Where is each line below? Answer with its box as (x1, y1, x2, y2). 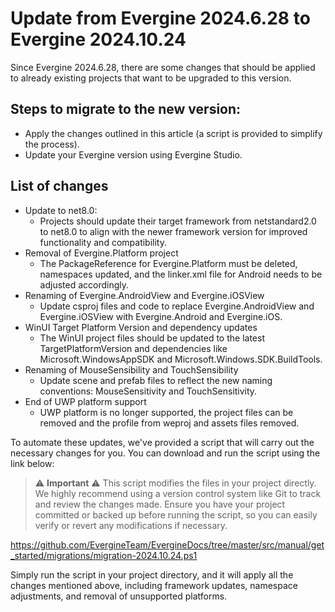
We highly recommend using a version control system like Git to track (34, 487, 322, 499)
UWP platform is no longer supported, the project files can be (39, 406, 294, 418)
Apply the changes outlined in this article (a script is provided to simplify (24, 127, 323, 139)
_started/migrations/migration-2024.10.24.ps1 (10, 549, 198, 561)
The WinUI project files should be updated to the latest (39, 332, 265, 344)
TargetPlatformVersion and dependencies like (39, 342, 228, 354)
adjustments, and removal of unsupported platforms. (10, 590, 228, 602)
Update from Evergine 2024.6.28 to (10, 7, 311, 30)
